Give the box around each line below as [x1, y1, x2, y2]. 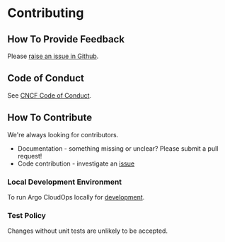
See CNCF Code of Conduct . [7, 91, 92, 100]
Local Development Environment [7, 177, 122, 187]
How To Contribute [7, 112, 93, 124]
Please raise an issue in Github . [7, 52, 99, 60]
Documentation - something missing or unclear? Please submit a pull [17, 144, 219, 153]
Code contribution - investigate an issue [17, 159, 135, 168]
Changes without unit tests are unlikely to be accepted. [7, 226, 168, 235]
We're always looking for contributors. [7, 130, 119, 139]
